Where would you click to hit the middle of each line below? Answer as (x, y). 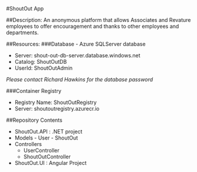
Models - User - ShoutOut (46, 138)
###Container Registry (34, 91)
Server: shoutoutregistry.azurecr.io (57, 108)
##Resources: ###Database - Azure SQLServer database (76, 44)
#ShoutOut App (25, 9)
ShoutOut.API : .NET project (48, 132)
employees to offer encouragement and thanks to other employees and (93, 26)
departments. (22, 33)
